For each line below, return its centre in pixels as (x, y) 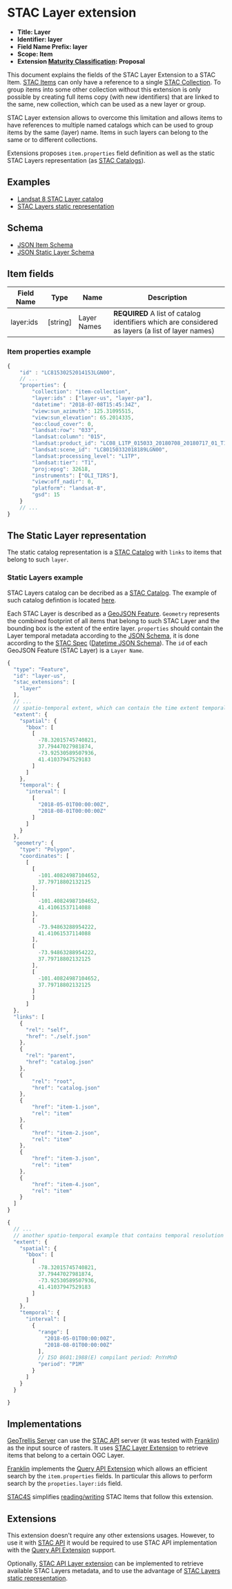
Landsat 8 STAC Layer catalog (60, 199)
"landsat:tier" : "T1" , (65, 463)
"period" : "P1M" (61, 1364)
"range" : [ (54, 1332)
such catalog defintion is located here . (62, 600)
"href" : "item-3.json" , (66, 1159)
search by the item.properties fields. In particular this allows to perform (110, 1476)
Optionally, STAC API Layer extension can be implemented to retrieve (105, 1563)
